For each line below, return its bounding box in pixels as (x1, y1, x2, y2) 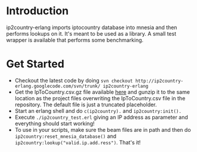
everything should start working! (14, 120, 95, 127)
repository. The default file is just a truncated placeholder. (14, 101, 157, 108)
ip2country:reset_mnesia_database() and (14, 132, 117, 140)
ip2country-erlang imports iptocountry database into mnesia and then (6, 24, 177, 31)
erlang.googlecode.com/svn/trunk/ (14, 83, 101, 89)
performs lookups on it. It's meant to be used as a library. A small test (6, 30, 177, 37)
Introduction (6, 4, 69, 18)
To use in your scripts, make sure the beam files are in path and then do (14, 126, 192, 133)
